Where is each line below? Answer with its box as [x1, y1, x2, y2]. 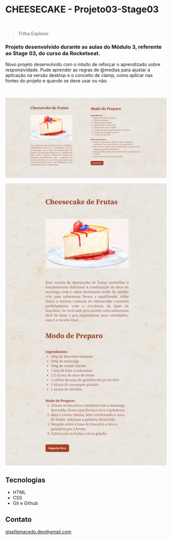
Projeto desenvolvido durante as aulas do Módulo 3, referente [5, 43, 162, 50]
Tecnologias [5, 475, 46, 484]
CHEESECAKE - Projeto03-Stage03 [5, 4, 159, 15]
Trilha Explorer [17, 30, 49, 36]
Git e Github [12, 500, 38, 506]
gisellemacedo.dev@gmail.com [5, 529, 72, 535]
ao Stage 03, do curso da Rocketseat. [5, 50, 101, 57]
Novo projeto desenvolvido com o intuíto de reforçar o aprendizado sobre [5, 62, 161, 68]
